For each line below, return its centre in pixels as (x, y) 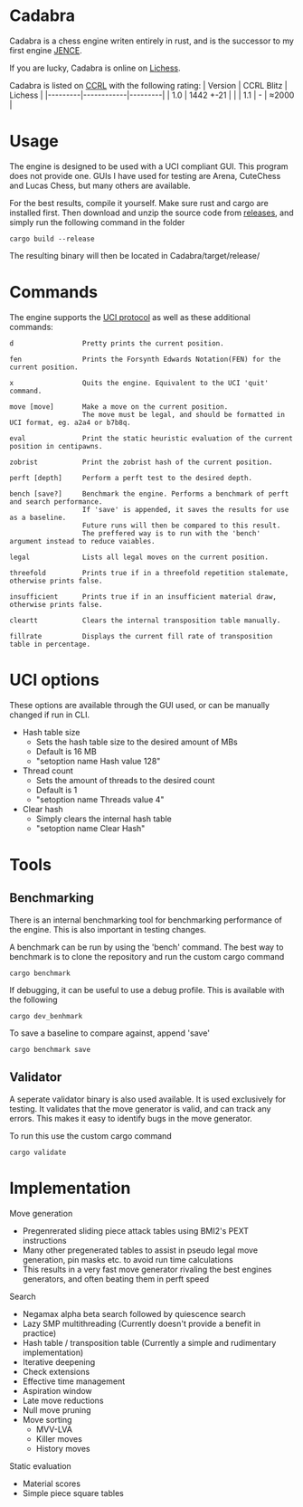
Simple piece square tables (73, 1493)
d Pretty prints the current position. (117, 343)
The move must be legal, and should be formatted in (183, 414)
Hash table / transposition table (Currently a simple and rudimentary (149, 1342)
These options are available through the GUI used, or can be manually (139, 705)
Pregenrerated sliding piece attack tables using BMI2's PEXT (135, 1230)
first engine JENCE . (46, 50)
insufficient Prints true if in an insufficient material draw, (143, 597)
